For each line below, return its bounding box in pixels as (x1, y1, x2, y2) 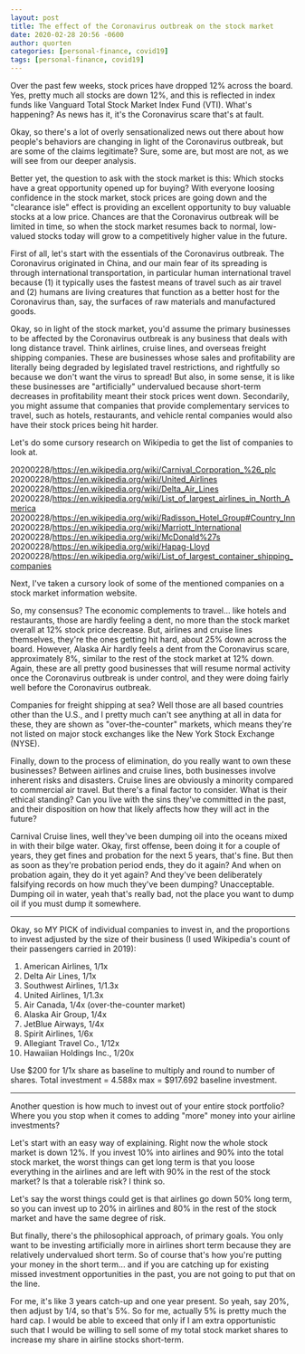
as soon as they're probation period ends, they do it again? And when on (10, 860, 281, 870)
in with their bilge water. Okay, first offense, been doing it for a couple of (10, 841, 281, 851)
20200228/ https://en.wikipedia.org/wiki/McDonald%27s (10, 531, 221, 542)
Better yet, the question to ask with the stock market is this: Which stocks (10, 173, 284, 184)
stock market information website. (10, 587, 138, 598)
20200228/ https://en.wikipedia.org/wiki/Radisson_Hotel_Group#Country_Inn (10, 512, 296, 523)
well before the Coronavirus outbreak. (10, 682, 152, 692)
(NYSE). (10, 739, 40, 749)
